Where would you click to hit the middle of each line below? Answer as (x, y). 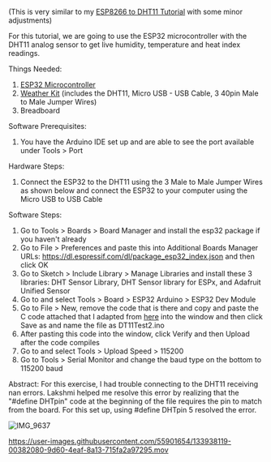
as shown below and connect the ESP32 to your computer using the (134, 190)
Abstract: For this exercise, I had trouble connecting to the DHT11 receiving (133, 384)
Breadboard (40, 110)
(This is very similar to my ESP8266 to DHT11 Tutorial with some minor (126, 12)
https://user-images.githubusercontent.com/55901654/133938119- (120, 441)
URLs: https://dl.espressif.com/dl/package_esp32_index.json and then (138, 256)
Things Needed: (35, 69)
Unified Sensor (45, 291)
